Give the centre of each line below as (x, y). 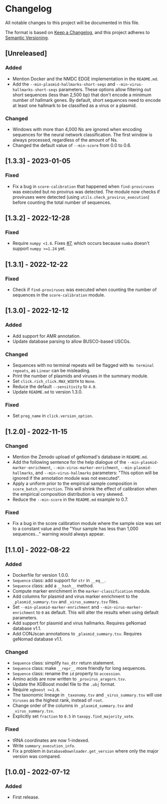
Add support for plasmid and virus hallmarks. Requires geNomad (79, 623)
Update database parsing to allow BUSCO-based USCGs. (71, 341)
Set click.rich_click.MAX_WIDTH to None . (54, 381)
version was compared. (36, 756)
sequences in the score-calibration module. (59, 295)
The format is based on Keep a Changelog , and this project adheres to (77, 32)
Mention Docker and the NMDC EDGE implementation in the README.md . (85, 79)
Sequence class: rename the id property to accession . (67, 674)
